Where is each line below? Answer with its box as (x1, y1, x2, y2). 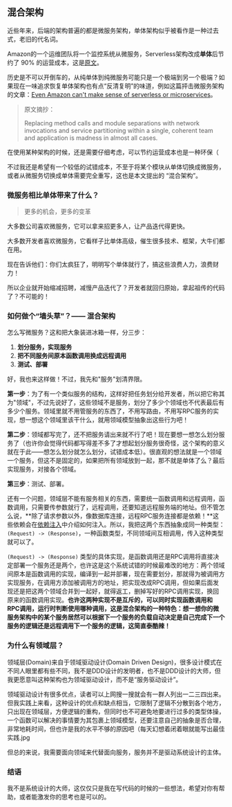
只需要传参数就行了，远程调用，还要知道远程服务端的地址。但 (30, 503, 207, 511)
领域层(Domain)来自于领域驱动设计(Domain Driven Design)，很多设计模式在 (7, 657, 222, 666)
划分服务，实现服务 (17, 343, 72, 351)
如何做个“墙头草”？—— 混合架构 (7, 311, 116, 321)
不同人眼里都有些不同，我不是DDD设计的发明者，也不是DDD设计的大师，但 (7, 666, 221, 675)
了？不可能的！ (7, 292, 50, 301)
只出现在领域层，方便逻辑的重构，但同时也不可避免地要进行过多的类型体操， (7, 707, 225, 716)
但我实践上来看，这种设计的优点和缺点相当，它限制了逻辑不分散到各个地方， (7, 698, 225, 707)
